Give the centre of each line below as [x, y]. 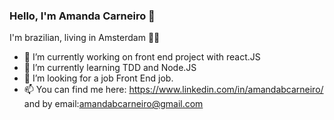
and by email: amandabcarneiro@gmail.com [113, 104]
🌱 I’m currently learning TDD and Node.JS [110, 68]
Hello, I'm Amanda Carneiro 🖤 [82, 16]
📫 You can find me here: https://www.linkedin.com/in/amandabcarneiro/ [173, 90]
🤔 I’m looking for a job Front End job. [98, 78]
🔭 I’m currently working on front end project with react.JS [142, 57]
